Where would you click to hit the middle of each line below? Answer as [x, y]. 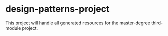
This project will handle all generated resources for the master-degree [78, 23]
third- [157, 23]
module [13, 28]
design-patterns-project [57, 9]
